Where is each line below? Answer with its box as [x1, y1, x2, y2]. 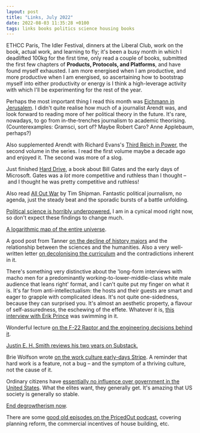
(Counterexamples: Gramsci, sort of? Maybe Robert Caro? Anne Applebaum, [6, 123, 195, 130]
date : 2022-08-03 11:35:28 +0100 [6, 20, 90, 26]
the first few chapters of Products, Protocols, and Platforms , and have [6, 61, 181, 68]
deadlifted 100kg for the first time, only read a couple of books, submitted [6, 54, 187, 62]
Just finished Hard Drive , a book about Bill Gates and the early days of [6, 166, 179, 173]
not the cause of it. [6, 366, 53, 374]
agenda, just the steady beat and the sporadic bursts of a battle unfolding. [6, 196, 189, 203]
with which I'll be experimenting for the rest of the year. [6, 86, 142, 93]
